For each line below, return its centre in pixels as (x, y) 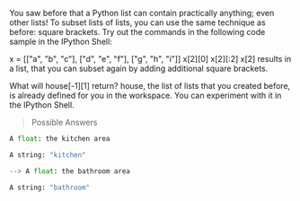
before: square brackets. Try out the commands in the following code (137, 32)
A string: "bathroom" (50, 188)
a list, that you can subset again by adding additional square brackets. (139, 68)
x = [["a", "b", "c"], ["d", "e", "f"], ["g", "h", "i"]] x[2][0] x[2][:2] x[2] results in (150, 59)
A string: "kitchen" (48, 155)
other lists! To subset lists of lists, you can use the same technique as (138, 22)
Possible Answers (64, 122)
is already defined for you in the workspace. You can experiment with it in (146, 95)
